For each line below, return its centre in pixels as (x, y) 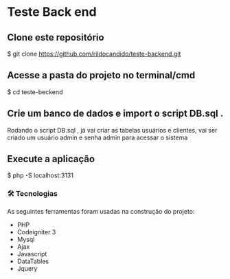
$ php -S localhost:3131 (41, 175)
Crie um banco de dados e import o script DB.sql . (115, 114)
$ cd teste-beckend (35, 92)
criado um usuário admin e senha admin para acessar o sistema (97, 137)
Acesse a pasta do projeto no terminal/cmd (101, 75)
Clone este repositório (56, 37)
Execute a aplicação (51, 159)
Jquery (27, 268)
